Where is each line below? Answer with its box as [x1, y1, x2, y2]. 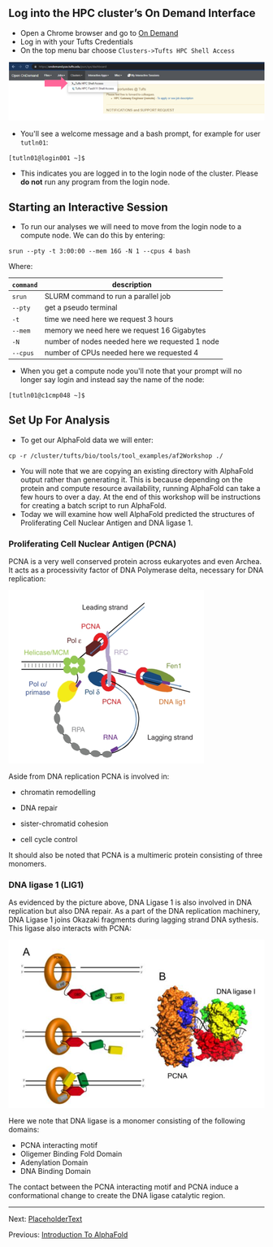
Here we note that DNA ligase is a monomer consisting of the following [8, 1116, 245, 1126]
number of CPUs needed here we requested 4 [44, 348, 199, 358]
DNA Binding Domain [19, 1167, 91, 1176]
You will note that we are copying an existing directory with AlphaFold [19, 466, 253, 476]
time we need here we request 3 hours [44, 314, 174, 324]
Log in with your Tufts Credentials [19, 37, 134, 46]
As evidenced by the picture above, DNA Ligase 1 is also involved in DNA [8, 897, 253, 907]
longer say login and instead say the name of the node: [19, 374, 205, 385]
